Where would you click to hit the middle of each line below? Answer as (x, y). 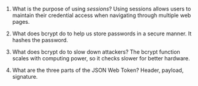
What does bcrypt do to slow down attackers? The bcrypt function (96, 52)
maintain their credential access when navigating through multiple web (101, 15)
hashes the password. (40, 40)
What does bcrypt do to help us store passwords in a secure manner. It (102, 34)
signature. (25, 77)
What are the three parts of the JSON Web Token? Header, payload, (98, 70)
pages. (21, 22)
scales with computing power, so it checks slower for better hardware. (101, 58)
